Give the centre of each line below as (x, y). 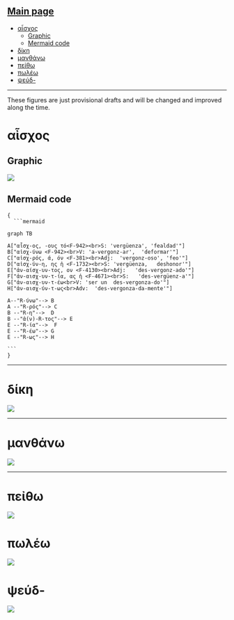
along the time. (29, 107)
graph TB (20, 233)
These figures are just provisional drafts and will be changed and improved (115, 100)
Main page (31, 11)
